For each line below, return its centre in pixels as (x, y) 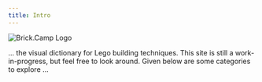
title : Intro (30, 15)
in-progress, (28, 61)
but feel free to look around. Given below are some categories (150, 61)
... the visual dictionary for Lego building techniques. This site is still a (121, 52)
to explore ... (28, 69)
